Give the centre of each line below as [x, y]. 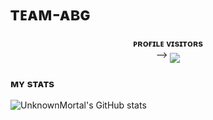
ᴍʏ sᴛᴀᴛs [32, 83]
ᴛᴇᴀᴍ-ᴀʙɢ [50, 14]
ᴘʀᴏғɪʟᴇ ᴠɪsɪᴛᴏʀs [168, 43]
